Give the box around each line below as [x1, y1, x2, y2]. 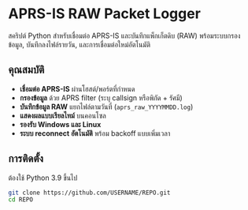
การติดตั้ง [8, 152, 44, 166]
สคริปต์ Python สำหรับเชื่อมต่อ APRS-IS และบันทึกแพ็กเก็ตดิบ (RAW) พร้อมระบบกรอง [8, 31, 241, 40]
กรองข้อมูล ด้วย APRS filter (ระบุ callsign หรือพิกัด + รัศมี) [19, 92, 183, 103]
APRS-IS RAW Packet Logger [8, 5, 201, 23]
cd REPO [8, 196, 34, 204]
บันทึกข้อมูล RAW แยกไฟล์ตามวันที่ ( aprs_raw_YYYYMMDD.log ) [19, 102, 194, 111]
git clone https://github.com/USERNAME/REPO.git [8, 189, 171, 197]
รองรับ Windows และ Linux [19, 119, 102, 129]
